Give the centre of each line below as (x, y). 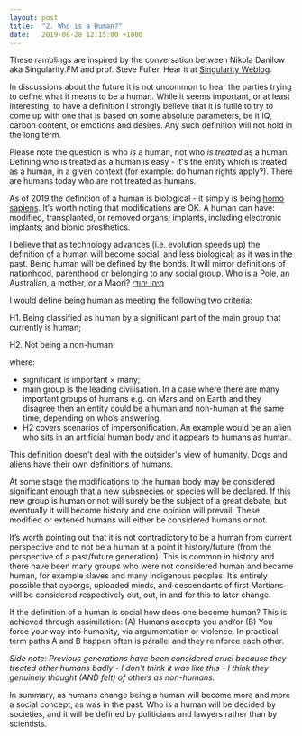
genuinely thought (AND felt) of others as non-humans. (112, 677)
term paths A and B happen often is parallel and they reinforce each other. (147, 641)
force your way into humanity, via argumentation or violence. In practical (144, 632)
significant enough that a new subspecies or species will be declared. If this (150, 491)
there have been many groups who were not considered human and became (151, 566)
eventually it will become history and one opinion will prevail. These (134, 511)
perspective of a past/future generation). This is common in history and (142, 557)
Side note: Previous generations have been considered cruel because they (148, 659)
